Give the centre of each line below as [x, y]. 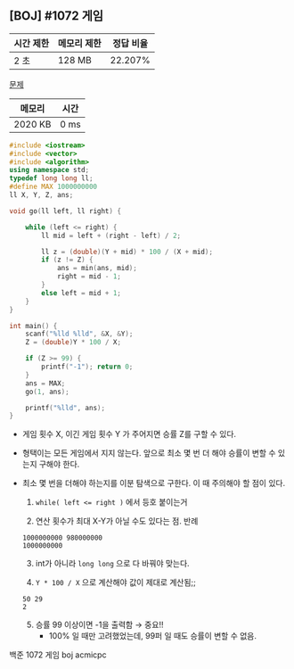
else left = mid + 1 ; [82, 293]
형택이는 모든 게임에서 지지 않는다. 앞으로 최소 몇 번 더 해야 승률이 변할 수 [149, 453]
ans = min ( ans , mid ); [97, 268]
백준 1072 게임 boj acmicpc [58, 655]
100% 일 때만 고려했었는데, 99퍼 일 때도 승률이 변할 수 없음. [152, 636]
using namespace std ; [49, 170]
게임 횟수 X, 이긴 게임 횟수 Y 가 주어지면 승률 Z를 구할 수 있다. [129, 434]
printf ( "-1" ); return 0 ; [87, 367]
